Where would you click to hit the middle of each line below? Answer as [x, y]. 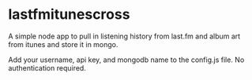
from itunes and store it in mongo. [63, 44]
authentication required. [47, 67]
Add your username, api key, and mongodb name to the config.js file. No [126, 60]
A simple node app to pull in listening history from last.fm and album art [124, 36]
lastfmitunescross [69, 15]
